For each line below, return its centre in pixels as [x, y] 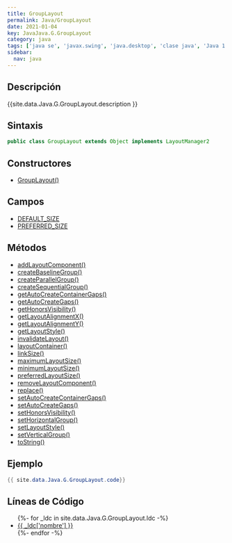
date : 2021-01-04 [32, 26]
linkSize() [31, 353]
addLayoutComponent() [51, 264]
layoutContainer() [42, 346]
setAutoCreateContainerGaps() [61, 398]
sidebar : [20, 53]
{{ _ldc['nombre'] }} [45, 526]
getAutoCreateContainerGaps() [62, 294]
